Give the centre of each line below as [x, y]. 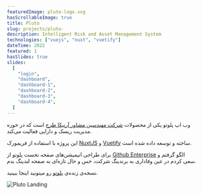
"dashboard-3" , [37, 96]
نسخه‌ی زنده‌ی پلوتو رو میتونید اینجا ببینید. [53, 172]
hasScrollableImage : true [39, 18]
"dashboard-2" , [37, 91]
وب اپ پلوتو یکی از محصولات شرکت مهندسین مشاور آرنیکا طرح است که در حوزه [99, 124]
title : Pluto [23, 23]
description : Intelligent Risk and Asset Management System [84, 34]
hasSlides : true [27, 57]
